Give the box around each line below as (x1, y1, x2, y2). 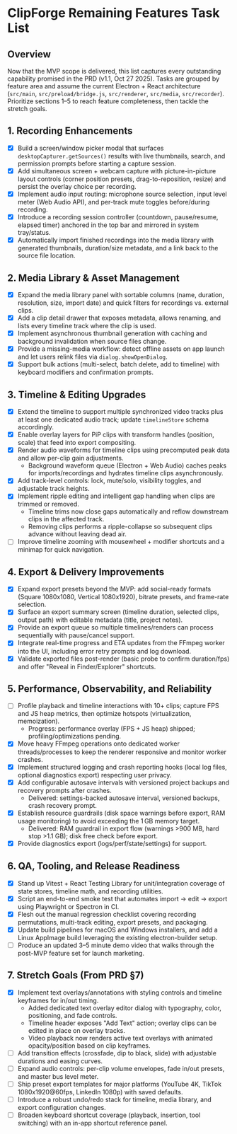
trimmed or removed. (17, 500, 79, 509)
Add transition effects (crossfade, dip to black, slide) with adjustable (17, 1048, 217, 1057)
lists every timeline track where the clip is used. (17, 322, 156, 330)
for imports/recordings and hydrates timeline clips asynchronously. (28, 469, 224, 478)
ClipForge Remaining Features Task (7, 5, 221, 21)
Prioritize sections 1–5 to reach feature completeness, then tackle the (7, 97, 209, 105)
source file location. (17, 251, 76, 260)
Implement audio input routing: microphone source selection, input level (17, 190, 228, 198)
